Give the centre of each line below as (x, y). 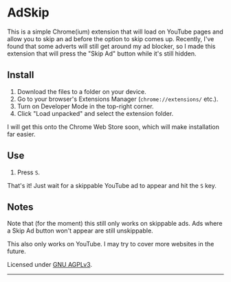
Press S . (28, 172)
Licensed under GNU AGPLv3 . (50, 265)
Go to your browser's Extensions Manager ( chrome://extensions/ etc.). (118, 99)
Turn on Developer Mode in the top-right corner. (85, 106)
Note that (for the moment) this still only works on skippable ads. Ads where (115, 224)
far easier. (21, 134)
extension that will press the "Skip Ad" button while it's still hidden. (102, 54)
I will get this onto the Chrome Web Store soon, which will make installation (113, 127)
